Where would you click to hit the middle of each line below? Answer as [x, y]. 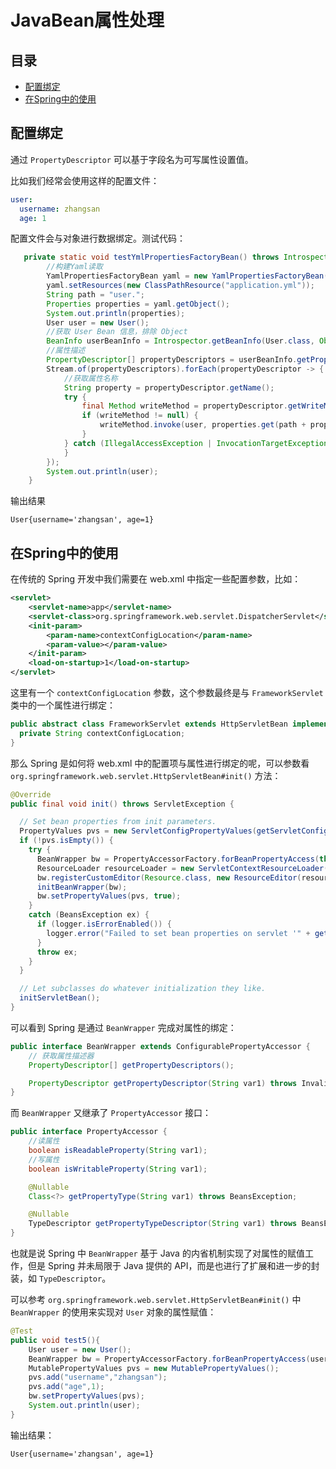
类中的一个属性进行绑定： [63, 705]
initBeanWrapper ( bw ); [82, 887]
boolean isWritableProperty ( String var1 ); [118, 1169]
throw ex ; [57, 952]
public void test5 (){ [55, 1340]
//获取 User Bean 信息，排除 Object [117, 332]
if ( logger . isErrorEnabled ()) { [104, 924]
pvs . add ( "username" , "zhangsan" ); [98, 1377]
